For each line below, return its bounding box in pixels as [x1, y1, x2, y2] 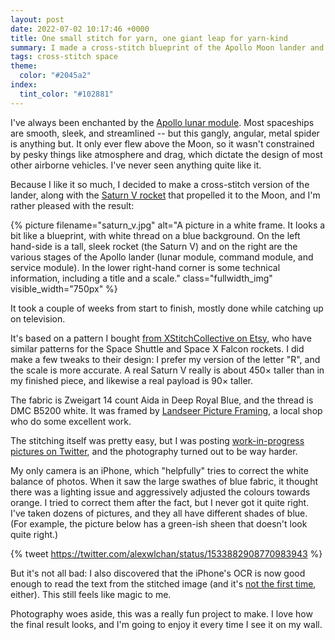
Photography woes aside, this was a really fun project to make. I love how [10, 607, 313, 620]
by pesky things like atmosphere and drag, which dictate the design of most [10, 148, 323, 160]
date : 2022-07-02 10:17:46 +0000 [10, 24, 150, 34]
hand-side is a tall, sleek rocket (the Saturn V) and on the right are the [10, 240, 298, 252]
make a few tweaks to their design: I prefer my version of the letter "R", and [10, 353, 321, 365]
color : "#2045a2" [19, 71, 92, 81]
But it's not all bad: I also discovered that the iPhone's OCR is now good [10, 567, 306, 579]
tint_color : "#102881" [19, 89, 114, 99]
